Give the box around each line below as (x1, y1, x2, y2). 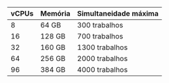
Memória (40, 9, 71, 18)
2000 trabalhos (77, 54, 128, 63)
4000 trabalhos (77, 65, 128, 74)
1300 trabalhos (77, 43, 128, 52)
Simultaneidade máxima (77, 9, 159, 18)
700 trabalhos (77, 32, 123, 40)
